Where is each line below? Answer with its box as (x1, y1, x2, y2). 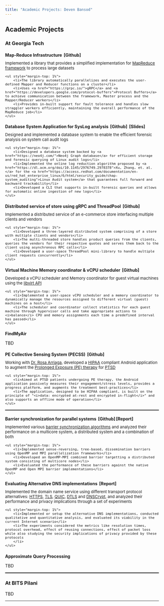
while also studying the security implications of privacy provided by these (5, 531, 157, 536)
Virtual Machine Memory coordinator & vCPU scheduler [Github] (5, 267, 140, 273)
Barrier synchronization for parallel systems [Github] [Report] (5, 416, 133, 422)
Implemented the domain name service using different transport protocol (5, 489, 143, 495)
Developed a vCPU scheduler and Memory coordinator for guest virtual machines (5, 275, 159, 281)
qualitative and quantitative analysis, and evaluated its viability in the (5, 516, 155, 520)
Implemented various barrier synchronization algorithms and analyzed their (5, 424, 147, 430)
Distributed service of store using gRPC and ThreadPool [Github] (5, 203, 140, 209)
